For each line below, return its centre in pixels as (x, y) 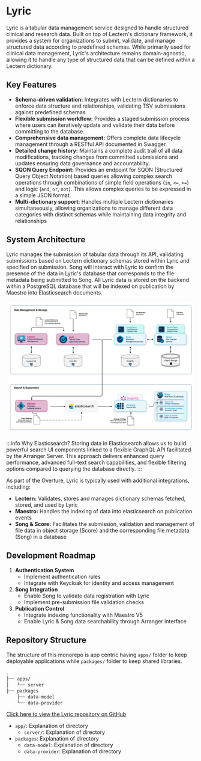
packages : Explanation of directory (57, 738)
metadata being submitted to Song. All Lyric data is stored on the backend (98, 280)
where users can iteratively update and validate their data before (95, 125)
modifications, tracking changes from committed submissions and (97, 157)
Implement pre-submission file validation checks (84, 602)
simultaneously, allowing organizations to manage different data (94, 208)
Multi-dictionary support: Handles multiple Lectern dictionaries (94, 201)
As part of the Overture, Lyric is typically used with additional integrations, (98, 480)
